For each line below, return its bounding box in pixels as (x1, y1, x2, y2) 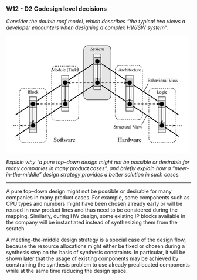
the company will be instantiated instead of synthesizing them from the (6, 219, 178, 226)
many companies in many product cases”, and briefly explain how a (6, 165, 171, 172)
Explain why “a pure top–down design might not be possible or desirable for (6, 158, 190, 165)
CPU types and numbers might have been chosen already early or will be (6, 201, 183, 208)
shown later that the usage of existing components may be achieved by (6, 255, 179, 262)
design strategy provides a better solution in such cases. (43, 171, 181, 178)
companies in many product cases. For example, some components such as (6, 194, 190, 201)
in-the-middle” (6, 171, 42, 178)
